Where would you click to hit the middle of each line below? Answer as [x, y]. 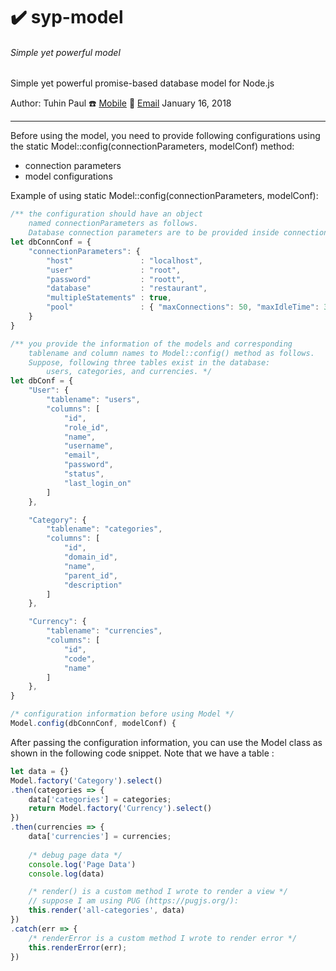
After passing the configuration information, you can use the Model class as [166, 742]
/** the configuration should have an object [106, 214]
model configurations [68, 176]
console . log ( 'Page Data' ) [82, 864]
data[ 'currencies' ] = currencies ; [100, 837]
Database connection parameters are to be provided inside [154, 233]
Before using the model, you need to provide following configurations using [165, 136]
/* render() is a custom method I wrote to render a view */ [158, 892]
